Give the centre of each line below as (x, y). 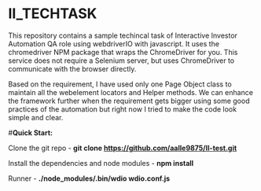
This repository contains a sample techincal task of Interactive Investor (123, 35)
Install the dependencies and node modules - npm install (101, 163)
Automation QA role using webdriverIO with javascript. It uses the (114, 43)
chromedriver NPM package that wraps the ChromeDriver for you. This (123, 52)
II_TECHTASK (53, 14)
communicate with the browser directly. (72, 68)
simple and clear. (36, 117)
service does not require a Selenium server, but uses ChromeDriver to (121, 61)
